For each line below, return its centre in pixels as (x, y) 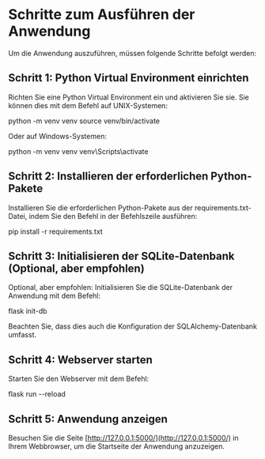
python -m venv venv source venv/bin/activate (84, 121)
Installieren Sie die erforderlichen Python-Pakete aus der (101, 208)
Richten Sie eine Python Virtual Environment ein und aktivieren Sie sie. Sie (129, 97)
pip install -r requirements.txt (55, 231)
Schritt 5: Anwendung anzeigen (88, 419)
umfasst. (23, 335)
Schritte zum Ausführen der (102, 15)
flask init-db (28, 311)
